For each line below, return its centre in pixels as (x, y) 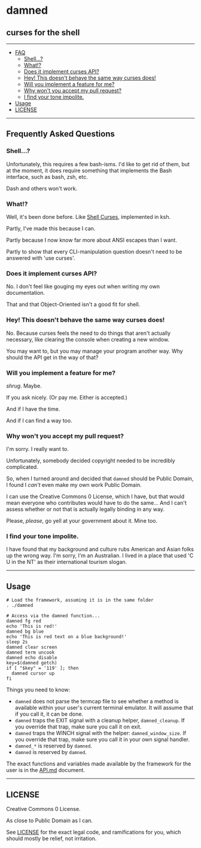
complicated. (22, 467)
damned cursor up (33, 673)
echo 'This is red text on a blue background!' (67, 637)
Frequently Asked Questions (61, 134)
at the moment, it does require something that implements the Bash (89, 170)
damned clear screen (32, 647)
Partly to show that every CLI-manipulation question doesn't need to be (94, 251)
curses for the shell (43, 33)
